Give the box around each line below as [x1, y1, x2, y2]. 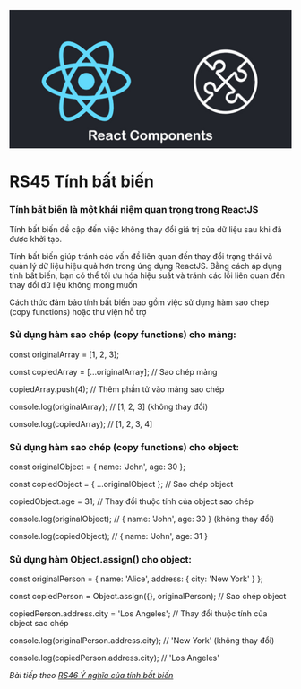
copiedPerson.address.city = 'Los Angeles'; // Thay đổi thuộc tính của [9, 608, 268, 619]
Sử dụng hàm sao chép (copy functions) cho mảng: [9, 328, 237, 341]
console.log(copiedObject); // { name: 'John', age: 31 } [9, 531, 209, 542]
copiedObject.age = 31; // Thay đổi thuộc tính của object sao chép [9, 496, 254, 507]
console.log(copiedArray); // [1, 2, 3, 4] [9, 418, 153, 429]
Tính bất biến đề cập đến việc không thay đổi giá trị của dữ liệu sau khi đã [9, 223, 282, 234]
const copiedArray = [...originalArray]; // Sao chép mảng [9, 366, 218, 377]
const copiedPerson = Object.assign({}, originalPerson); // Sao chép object [9, 591, 287, 602]
